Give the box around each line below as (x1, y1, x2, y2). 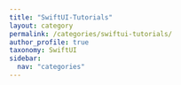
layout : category (9, 21, 74, 30)
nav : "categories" (17, 63, 86, 72)
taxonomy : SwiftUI (9, 46, 77, 55)
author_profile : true (9, 37, 90, 47)
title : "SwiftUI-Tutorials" (9, 12, 114, 22)
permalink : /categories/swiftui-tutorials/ (9, 29, 173, 38)
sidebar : (9, 54, 42, 63)
